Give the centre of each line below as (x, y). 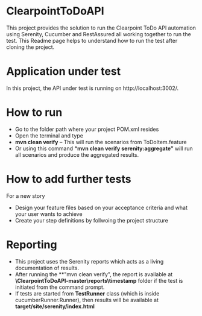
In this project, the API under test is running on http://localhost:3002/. (93, 88)
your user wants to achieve (49, 214)
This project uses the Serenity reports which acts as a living (89, 261)
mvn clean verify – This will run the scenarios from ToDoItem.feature (101, 142)
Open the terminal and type (49, 135)
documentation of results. (47, 268)
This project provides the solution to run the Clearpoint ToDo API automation (101, 28)
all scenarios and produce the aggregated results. (77, 154)
